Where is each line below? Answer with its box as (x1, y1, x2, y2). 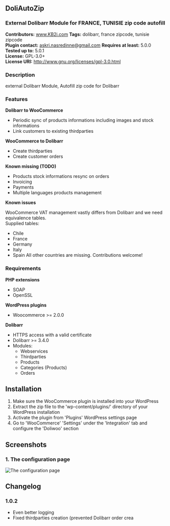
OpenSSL (12, 292, 33, 298)
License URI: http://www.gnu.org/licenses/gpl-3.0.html (5, 58, 121, 65)
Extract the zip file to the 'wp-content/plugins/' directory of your (12, 403, 148, 410)
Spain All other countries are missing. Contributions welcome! (12, 252, 143, 258)
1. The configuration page (5, 456, 70, 463)
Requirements (5, 265, 41, 272)
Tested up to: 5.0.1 (5, 47, 44, 53)
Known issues (5, 199, 36, 206)
